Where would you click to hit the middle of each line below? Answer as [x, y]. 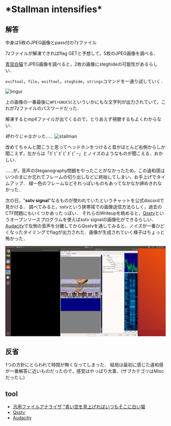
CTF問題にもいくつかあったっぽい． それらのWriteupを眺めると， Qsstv [80, 213]
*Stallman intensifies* [54, 9]
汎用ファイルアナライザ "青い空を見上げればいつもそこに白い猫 [79, 407]
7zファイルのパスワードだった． [48, 108]
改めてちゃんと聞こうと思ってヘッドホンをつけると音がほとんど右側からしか [85, 147]
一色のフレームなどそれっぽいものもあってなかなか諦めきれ [95, 183]
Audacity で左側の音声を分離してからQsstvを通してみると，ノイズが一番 [81, 226]
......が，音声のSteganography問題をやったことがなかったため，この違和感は [85, 171]
